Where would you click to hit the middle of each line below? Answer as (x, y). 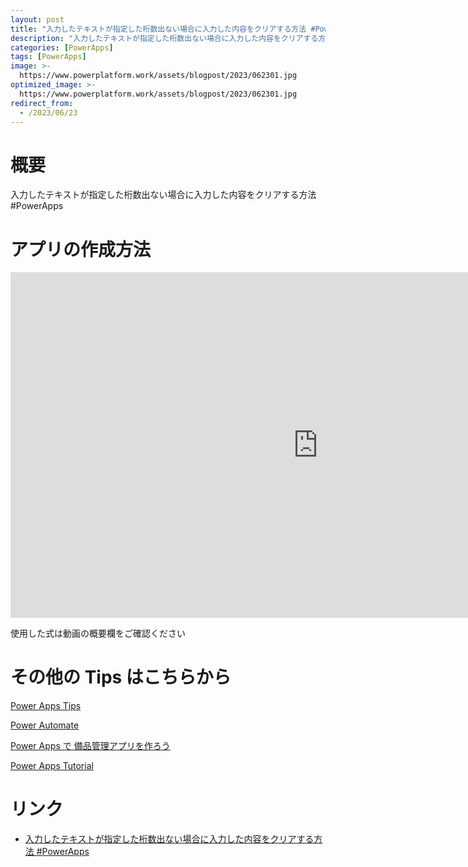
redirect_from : (42, 103)
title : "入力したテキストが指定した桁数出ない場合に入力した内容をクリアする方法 (158, 29)
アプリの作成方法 (81, 249)
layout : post (37, 19)
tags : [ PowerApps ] (48, 57)
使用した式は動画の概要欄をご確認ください (98, 633)
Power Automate (45, 725)
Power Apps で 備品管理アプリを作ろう (90, 746)
